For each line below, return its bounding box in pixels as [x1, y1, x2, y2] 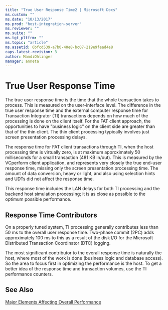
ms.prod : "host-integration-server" [5, 21, 82, 27]
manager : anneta [5, 59, 39, 64]
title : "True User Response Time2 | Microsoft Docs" [5, 7, 118, 13]
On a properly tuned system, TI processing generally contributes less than [5, 224, 159, 230]
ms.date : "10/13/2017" [5, 17, 53, 22]
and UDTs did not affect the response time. [5, 176, 94, 182]
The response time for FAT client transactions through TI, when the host [5, 144, 154, 150]
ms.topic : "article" [5, 40, 49, 45]
